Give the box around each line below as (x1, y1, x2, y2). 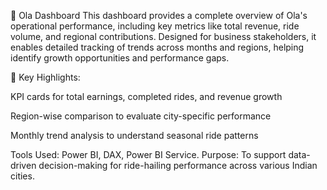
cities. (10, 170, 35, 182)
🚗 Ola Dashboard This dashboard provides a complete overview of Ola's (10, 10, 308, 21)
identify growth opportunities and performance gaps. (10, 52, 230, 64)
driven (10, 160, 37, 171)
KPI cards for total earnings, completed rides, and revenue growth (10, 91, 283, 102)
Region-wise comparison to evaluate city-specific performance (10, 110, 272, 122)
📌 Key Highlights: (10, 71, 81, 83)
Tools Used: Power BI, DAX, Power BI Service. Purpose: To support (10, 149, 287, 160)
